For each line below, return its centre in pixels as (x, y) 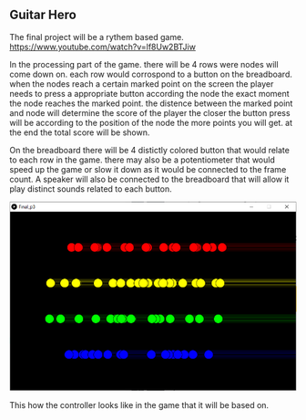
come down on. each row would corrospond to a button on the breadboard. (151, 74)
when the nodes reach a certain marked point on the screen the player (142, 84)
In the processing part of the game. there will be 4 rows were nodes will (144, 64)
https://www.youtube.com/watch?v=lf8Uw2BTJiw (102, 47)
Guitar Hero (43, 15)
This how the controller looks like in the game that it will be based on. (139, 405)
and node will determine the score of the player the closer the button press (150, 112)
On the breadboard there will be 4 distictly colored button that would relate (149, 150)
